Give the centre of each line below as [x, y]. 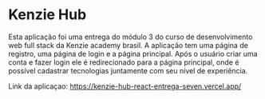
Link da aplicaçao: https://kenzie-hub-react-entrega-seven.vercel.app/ [125, 86]
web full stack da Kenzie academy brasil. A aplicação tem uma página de [129, 45]
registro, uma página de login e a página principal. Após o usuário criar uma [133, 53]
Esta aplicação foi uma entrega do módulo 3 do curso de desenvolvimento [131, 37]
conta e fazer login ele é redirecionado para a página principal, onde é [124, 62]
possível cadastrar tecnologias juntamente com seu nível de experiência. [128, 70]
